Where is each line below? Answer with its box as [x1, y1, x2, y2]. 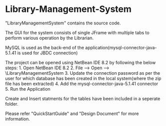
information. [5, 116, 30, 122]
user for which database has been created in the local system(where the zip [5, 75, 162, 81]
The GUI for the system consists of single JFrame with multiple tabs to [5, 29, 150, 35]
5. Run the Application [5, 86, 51, 92]
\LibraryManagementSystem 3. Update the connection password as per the [5, 70, 161, 76]
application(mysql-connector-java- [85, 44, 157, 50]
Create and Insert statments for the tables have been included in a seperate [5, 96, 161, 102]
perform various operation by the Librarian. [5, 35, 94, 41]
